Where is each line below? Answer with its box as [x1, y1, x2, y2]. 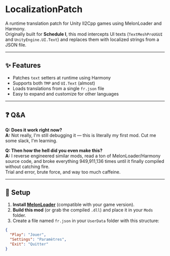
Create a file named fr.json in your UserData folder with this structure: [12, 218, 159, 224]
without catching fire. [5, 163, 50, 169]
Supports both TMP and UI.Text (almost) [12, 80, 95, 86]
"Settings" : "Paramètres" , [10, 237, 67, 242]
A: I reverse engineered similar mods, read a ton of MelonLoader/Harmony [5, 153, 161, 159]
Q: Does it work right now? [5, 126, 62, 133]
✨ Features [5, 61, 41, 70]
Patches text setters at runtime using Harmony [12, 74, 111, 80]
